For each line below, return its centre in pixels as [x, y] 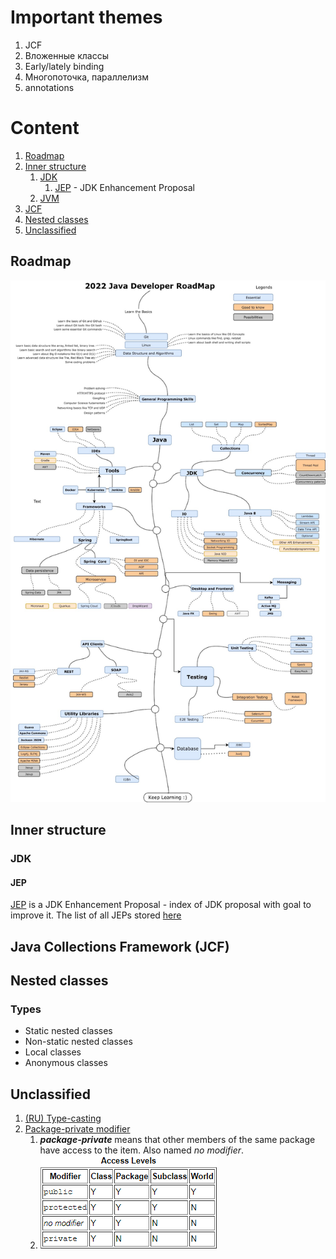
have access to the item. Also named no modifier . [142, 1150]
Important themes [86, 17]
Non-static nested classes [78, 1042]
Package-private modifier [77, 1129]
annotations [49, 87]
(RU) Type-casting [63, 1118]
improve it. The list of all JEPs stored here [96, 915]
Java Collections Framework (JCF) [120, 946]
